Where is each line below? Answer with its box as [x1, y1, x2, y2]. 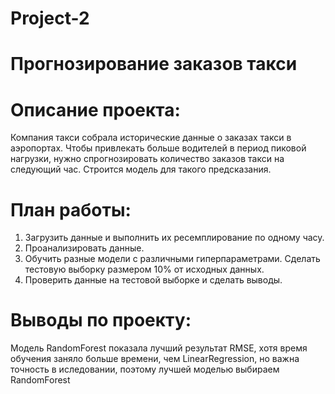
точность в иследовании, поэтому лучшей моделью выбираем [10, 363, 280, 376]
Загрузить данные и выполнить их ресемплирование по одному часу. [24, 232, 325, 244]
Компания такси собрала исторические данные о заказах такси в [10, 132, 292, 144]
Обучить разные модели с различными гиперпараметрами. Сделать [24, 253, 321, 265]
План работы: [10, 198, 132, 221]
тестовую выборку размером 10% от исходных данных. [24, 263, 265, 276]
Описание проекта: [10, 98, 181, 121]
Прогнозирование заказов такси [10, 53, 298, 76]
